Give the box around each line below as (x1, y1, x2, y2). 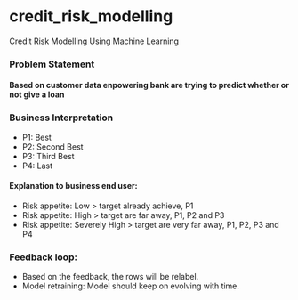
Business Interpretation (9, 111, 114, 124)
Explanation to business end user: (9, 181, 138, 191)
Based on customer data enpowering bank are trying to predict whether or (9, 80, 289, 91)
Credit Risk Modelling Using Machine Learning (9, 36, 180, 46)
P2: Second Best (21, 141, 84, 152)
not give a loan (9, 89, 65, 100)
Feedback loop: (9, 251, 78, 264)
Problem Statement (9, 58, 95, 70)
